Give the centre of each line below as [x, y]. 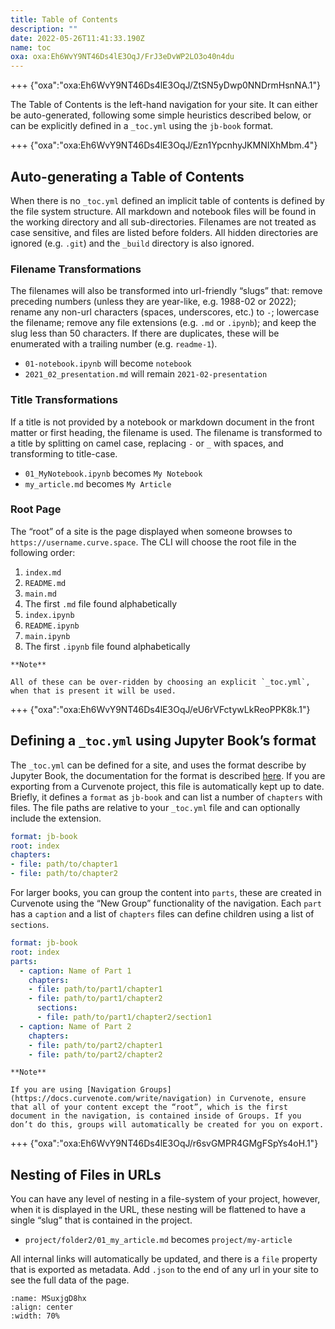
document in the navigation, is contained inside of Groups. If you [156, 1116]
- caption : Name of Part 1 [75, 971]
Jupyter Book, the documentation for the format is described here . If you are [168, 775]
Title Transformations [64, 400]
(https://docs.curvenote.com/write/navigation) [111, 1099]
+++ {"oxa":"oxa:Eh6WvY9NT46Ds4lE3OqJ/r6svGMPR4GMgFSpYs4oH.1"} [164, 1143]
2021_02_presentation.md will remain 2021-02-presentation [146, 374]
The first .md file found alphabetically [101, 603]
